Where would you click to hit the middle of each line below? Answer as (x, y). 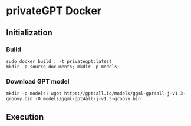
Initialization (29, 33)
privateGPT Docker (54, 11)
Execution (25, 117)
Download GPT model (38, 81)
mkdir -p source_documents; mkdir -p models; (63, 67)
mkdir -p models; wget (34, 94)
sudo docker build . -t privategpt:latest (59, 61)
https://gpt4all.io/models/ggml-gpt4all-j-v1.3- (125, 94)
